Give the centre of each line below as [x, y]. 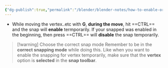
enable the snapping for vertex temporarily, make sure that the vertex [89, 55]
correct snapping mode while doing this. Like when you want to [83, 49]
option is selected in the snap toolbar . [57, 60]
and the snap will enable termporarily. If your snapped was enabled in [84, 29]
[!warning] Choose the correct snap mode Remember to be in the [85, 44]
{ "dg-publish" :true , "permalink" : [40, 10]
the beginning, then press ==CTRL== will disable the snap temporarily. [85, 34]
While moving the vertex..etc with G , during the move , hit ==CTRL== [83, 24]
